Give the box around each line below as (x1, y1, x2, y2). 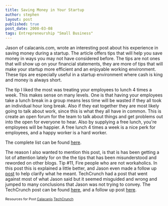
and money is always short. (5, 77, 62, 83)
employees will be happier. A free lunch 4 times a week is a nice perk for (5, 124, 156, 130)
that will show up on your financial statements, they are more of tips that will (5, 61, 163, 67)
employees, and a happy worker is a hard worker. (5, 130, 108, 135)
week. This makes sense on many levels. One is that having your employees (5, 92, 163, 98)
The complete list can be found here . (5, 139, 82, 145)
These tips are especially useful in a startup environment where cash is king (5, 72, 163, 77)
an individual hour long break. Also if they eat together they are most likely (5, 103, 159, 109)
